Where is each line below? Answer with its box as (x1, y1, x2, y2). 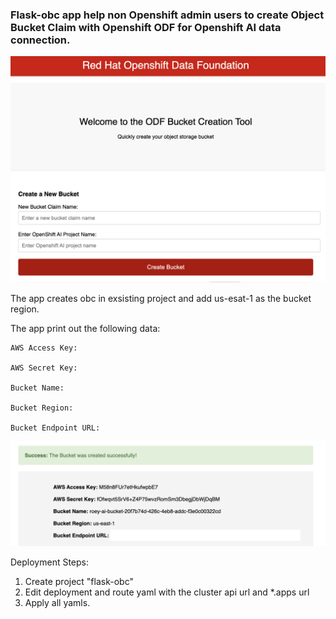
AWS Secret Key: (10, 363, 78, 373)
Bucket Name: (10, 383, 65, 393)
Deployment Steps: (10, 556, 90, 568)
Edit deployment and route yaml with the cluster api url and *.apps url (24, 586, 310, 598)
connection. (10, 33, 71, 47)
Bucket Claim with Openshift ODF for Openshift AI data (10, 20, 282, 34)
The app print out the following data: (10, 323, 161, 335)
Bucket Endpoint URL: (10, 423, 101, 433)
